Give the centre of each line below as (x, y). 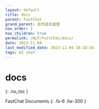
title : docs (18, 15)
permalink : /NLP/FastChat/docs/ (39, 39)
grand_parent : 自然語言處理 (32, 24)
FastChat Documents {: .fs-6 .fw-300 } (46, 101)
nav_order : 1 (19, 29)
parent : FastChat (24, 19)
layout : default (22, 10)
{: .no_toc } (17, 91)
